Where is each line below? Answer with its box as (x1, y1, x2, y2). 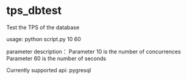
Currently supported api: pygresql (6, 66, 91, 73)
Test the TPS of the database (6, 24, 80, 31)
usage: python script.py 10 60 (6, 35, 81, 42)
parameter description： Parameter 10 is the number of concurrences (6, 48, 182, 55)
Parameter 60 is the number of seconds (6, 55, 107, 62)
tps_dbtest (6, 4, 62, 18)
